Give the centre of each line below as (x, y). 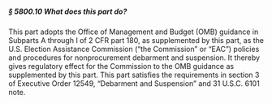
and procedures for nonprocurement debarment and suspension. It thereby (134, 58)
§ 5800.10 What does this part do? (68, 11)
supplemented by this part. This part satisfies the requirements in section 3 (134, 75)
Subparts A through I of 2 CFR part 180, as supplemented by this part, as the (136, 40)
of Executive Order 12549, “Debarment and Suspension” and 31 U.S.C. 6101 (134, 83)
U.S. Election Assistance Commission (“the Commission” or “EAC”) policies (134, 49)
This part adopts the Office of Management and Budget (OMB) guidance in (134, 32)
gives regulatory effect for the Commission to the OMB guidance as (121, 66)
